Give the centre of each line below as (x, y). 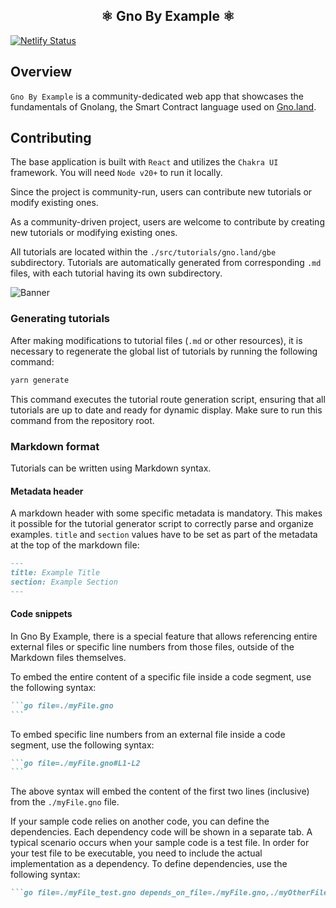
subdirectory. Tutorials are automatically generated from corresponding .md (166, 263)
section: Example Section (64, 582)
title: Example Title (55, 572)
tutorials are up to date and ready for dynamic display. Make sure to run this (166, 410)
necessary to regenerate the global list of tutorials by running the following (164, 351)
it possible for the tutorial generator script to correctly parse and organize (162, 524)
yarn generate (40, 380)
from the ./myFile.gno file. (65, 802)
